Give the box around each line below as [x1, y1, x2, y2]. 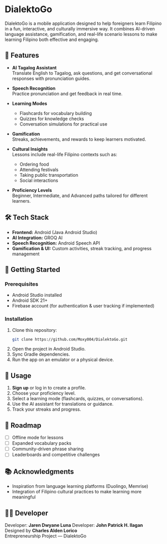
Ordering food [19, 161, 49, 167]
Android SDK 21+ [12, 297, 48, 303]
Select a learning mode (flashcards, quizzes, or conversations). [12, 396, 144, 402]
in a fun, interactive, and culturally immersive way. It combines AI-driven [5, 25, 155, 31]
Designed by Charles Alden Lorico [5, 527, 78, 533]
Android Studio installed [12, 292, 62, 298]
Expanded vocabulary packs [12, 440, 72, 446]
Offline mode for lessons [12, 435, 64, 441]
